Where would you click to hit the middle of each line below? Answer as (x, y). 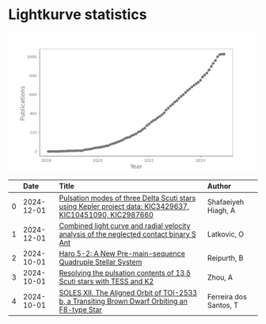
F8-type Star (81, 309)
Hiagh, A (221, 210)
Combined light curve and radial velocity (125, 226)
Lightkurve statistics (78, 15)
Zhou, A (220, 277)
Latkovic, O (225, 234)
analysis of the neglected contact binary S (127, 234)
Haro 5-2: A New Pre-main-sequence (122, 254)
